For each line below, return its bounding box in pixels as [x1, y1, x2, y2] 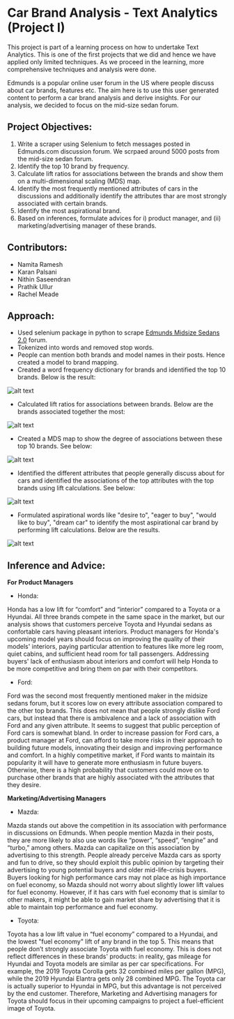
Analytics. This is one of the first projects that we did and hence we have [7, 50, 217, 59]
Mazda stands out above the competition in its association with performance [7, 821, 227, 830]
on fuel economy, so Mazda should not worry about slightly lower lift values [7, 881, 224, 889]
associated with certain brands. [17, 199, 108, 207]
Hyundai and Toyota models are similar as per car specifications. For [7, 960, 204, 968]
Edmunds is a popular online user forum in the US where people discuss [7, 78, 214, 87]
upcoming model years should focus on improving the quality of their [7, 635, 205, 643]
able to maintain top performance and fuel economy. [7, 903, 158, 911]
